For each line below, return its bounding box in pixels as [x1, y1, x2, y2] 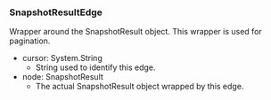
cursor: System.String [21, 53, 103, 64]
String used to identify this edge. [35, 62, 156, 73]
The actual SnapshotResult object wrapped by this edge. [35, 81, 244, 92]
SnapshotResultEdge [9, 6, 103, 19]
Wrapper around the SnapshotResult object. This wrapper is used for [9, 27, 263, 37]
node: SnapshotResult [21, 72, 104, 82]
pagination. [9, 35, 51, 46]
